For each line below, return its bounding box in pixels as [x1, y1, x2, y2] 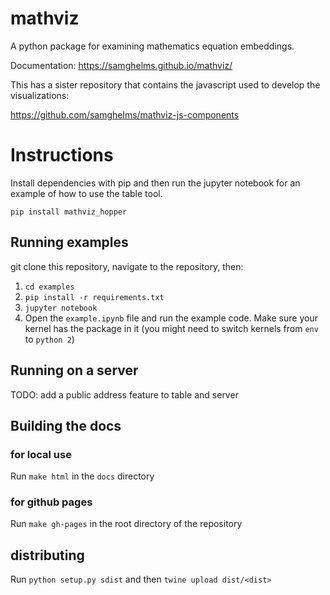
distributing [10, 547, 85, 564]
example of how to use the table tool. [10, 187, 163, 199]
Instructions [10, 144, 114, 167]
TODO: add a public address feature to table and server [10, 388, 239, 401]
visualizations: [10, 89, 70, 101]
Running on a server [10, 362, 139, 379]
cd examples [24, 282, 75, 292]
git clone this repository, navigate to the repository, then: [10, 260, 244, 272]
